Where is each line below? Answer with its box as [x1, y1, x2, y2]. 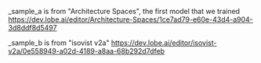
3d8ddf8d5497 [8, 23, 57, 32]
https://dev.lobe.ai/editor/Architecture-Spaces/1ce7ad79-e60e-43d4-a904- [8, 15, 253, 24]
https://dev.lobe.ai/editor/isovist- [111, 38, 217, 47]
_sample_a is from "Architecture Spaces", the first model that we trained [8, 7, 241, 16]
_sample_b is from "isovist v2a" [8, 38, 110, 47]
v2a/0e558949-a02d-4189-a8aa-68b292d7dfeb [8, 47, 165, 55]
